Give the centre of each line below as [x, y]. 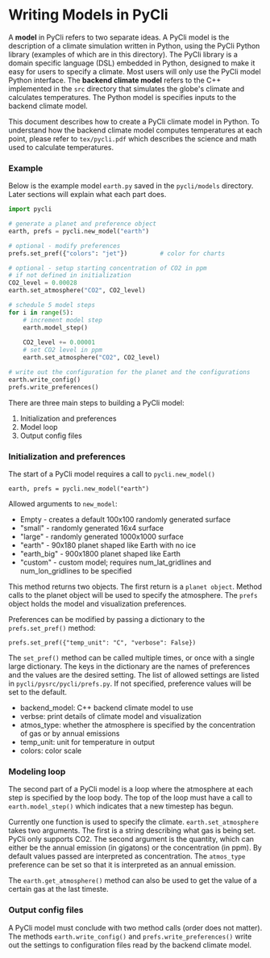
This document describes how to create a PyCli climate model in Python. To [134, 121]
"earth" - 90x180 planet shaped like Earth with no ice [108, 545]
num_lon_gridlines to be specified [76, 571]
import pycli [30, 209]
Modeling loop [37, 771]
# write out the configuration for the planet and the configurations [129, 372]
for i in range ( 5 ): [41, 313]
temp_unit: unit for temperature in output [87, 742]
